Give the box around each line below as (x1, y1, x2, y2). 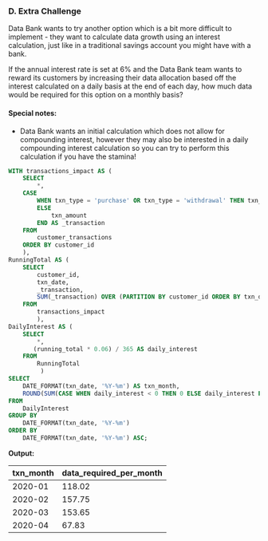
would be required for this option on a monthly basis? (8, 90, 183, 100)
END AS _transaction (37, 219, 105, 227)
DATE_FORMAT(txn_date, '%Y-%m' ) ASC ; (22, 434, 148, 442)
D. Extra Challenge (8, 6, 82, 17)
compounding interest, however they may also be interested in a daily (19, 134, 249, 144)
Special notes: (8, 108, 57, 117)
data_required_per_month (61, 467, 164, 478)
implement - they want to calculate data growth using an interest (8, 32, 221, 41)
